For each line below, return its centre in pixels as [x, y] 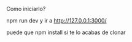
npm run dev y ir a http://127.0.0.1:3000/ [56, 20]
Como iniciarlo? [26, 9]
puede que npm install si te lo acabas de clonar [66, 32]
